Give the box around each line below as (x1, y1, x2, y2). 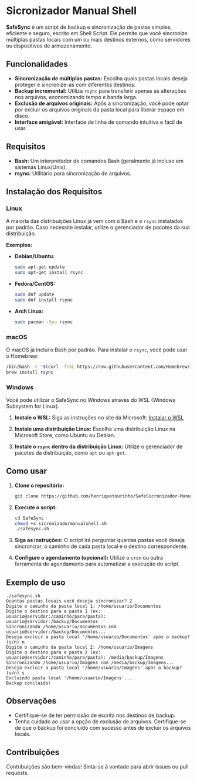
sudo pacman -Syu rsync (14, 319, 73, 325)
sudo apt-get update (14, 264, 65, 270)
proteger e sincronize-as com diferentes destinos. (14, 81, 136, 88)
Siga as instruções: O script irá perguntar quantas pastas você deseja (14, 537, 185, 544)
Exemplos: (6, 242, 33, 249)
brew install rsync (6, 369, 54, 375)
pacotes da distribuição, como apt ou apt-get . (14, 449, 127, 456)
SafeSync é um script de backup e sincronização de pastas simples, (6, 23, 172, 31)
